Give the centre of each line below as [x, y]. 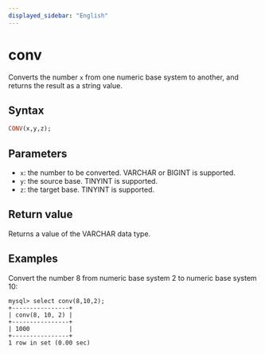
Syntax [26, 110]
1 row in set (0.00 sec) [49, 343]
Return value [41, 214]
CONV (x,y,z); [30, 129]
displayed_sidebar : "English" [58, 16]
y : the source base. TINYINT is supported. [88, 181]
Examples [33, 259]
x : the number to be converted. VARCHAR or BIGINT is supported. [128, 173]
